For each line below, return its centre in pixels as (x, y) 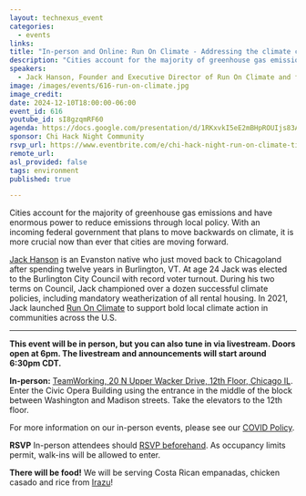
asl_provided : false (49, 162)
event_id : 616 (36, 111)
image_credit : (36, 94)
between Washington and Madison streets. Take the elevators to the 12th (146, 400)
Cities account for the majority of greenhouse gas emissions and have (141, 213)
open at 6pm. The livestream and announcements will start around (138, 354)
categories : (32, 26)
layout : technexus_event (56, 18)
